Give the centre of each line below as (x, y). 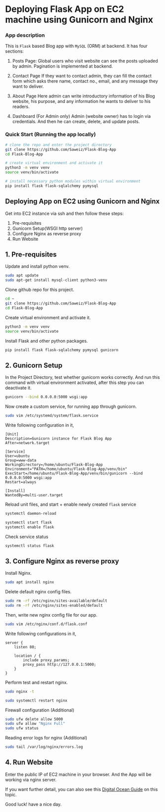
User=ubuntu (17, 456)
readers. (21, 107)
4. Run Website (29, 763)
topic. (11, 795)
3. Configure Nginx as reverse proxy (62, 561)
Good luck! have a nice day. (33, 804)
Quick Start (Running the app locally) (51, 134)
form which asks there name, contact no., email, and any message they (85, 81)
